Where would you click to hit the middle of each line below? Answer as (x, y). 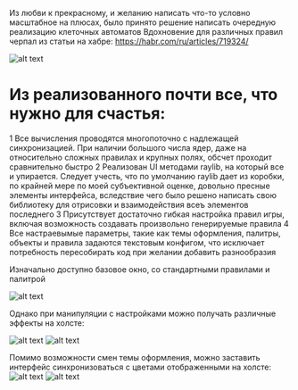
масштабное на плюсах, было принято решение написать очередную (143, 22)
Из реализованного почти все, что (144, 95)
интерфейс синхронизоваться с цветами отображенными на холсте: (141, 367)
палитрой (28, 278)
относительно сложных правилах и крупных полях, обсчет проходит (141, 157)
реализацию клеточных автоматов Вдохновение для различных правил (146, 32)
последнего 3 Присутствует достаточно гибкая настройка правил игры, (147, 214)
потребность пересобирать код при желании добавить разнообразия (143, 252)
